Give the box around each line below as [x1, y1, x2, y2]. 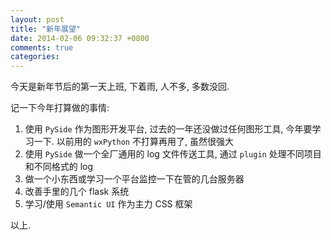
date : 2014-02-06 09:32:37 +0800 [10, 33, 150, 43]
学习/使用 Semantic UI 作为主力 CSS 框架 [24, 198, 193, 210]
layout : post [10, 14, 65, 25]
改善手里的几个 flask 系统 [24, 186, 130, 198]
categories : [10, 52, 60, 62]
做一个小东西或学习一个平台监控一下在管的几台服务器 [24, 173, 245, 185]
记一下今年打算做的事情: [10, 102, 110, 114]
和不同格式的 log [24, 161, 94, 173]
